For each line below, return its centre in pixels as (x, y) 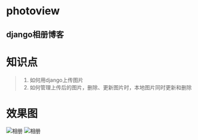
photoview (33, 11)
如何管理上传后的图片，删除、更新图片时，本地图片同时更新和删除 (111, 87)
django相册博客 (35, 34)
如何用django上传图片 (56, 80)
